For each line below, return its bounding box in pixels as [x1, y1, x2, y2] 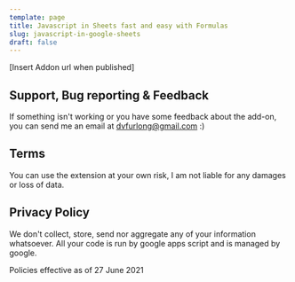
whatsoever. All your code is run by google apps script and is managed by [9, 238, 281, 248]
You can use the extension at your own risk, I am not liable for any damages [9, 169, 286, 180]
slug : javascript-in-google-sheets [9, 29, 141, 38]
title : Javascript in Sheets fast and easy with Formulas [9, 21, 228, 30]
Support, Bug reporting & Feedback [9, 88, 209, 103]
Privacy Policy [9, 205, 91, 220]
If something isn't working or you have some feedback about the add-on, [9, 112, 277, 122]
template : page [9, 12, 66, 22]
